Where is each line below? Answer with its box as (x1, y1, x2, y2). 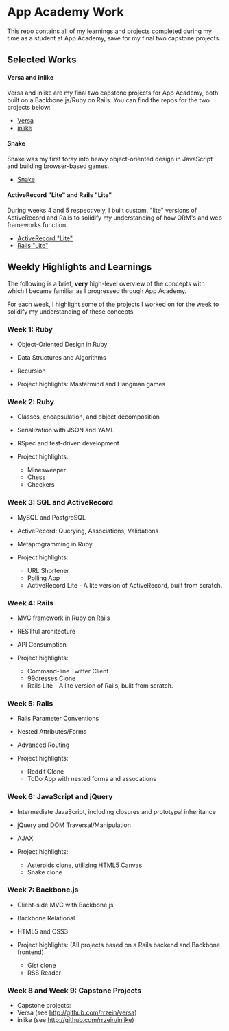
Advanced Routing (16, 741, 70, 749)
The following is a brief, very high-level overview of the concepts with (7, 279, 205, 288)
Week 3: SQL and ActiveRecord (7, 498, 113, 507)
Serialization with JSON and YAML (16, 426, 114, 435)
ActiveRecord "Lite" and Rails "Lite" (7, 191, 112, 199)
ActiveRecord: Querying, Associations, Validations (16, 526, 159, 535)
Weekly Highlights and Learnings (7, 262, 152, 273)
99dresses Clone (27, 674, 76, 682)
